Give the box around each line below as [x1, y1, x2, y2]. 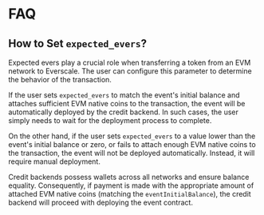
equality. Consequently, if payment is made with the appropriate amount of [8, 181, 254, 190]
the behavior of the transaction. [8, 75, 112, 84]
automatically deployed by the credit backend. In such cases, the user [8, 107, 239, 117]
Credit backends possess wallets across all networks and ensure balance [8, 173, 250, 181]
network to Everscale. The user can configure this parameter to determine [8, 66, 253, 76]
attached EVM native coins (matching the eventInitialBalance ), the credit [8, 189, 251, 198]
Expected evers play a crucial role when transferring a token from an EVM [8, 58, 251, 67]
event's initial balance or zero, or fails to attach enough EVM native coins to [8, 140, 257, 149]
